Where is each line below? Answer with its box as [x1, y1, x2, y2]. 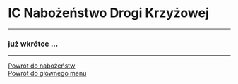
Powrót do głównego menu [8, 69, 87, 78]
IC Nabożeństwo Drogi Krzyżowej [8, 5, 209, 21]
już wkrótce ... [8, 39, 59, 49]
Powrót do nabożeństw [8, 61, 76, 70]
